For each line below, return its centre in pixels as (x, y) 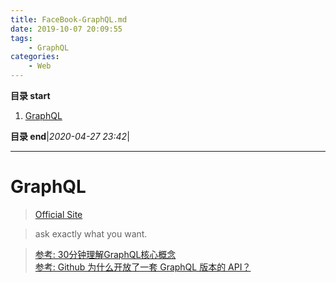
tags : (21, 38)
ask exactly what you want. (91, 233)
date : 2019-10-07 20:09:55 (66, 29)
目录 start (30, 95)
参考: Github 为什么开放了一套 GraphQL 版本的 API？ (143, 267)
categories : (35, 57)
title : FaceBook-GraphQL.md (69, 19)
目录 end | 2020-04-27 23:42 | (70, 136)
